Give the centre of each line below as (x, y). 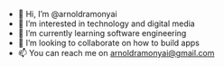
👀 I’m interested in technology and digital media (107, 24)
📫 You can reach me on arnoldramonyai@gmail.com (116, 53)
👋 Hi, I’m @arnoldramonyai (67, 14)
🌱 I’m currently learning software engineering (102, 33)
